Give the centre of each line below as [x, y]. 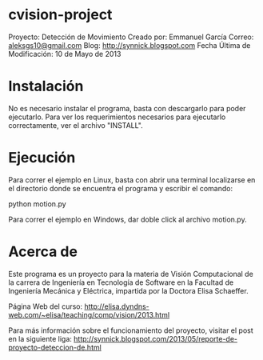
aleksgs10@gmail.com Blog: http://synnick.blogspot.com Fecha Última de [130, 45]
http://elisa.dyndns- [116, 306]
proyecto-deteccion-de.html [55, 347]
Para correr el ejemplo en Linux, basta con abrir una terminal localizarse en [132, 180]
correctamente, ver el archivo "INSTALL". [76, 125]
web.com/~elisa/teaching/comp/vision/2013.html [89, 314]
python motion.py [37, 204]
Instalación [46, 86]
